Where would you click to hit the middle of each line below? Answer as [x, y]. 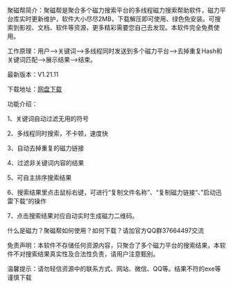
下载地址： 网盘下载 [35, 89]
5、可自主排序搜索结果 [40, 178]
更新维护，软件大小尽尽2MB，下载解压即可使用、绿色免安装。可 [123, 19]
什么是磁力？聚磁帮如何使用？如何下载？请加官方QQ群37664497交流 [106, 230]
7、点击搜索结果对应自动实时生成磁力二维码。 [73, 216]
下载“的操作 [30, 201]
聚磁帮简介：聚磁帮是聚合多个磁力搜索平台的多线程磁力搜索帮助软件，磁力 [113, 10]
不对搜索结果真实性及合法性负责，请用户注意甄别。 [86, 254]
